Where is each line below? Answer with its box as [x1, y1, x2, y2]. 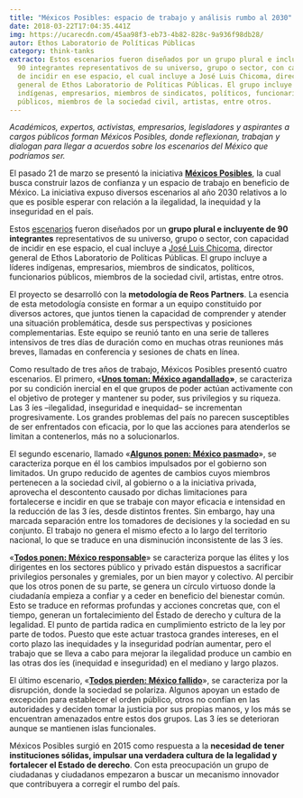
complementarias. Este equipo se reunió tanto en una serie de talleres [9, 327, 270, 338]
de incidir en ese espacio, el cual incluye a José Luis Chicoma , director [9, 243, 273, 253]
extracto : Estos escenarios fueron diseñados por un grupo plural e [9, 55, 272, 64]
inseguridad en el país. [9, 206, 95, 217]
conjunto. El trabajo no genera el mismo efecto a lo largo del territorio [9, 525, 268, 537]
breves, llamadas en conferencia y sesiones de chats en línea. [9, 346, 241, 357]
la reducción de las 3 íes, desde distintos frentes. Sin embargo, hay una [9, 506, 275, 517]
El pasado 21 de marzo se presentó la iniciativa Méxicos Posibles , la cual [9, 168, 281, 179]
